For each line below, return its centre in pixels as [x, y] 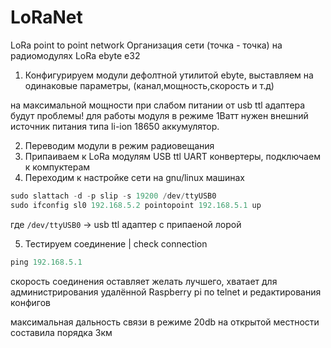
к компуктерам [57, 167]
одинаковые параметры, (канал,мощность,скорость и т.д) [149, 85]
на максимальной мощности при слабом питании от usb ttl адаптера [158, 105]
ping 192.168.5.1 [46, 262]
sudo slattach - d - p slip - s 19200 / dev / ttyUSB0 [113, 196]
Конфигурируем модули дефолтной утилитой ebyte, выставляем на [169, 75]
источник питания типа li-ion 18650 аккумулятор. [115, 126]
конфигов [30, 302]
